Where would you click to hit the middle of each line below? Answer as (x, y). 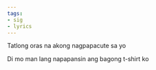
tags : (15, 13)
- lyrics (20, 26)
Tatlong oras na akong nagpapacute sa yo (67, 46)
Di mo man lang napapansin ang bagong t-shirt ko (78, 59)
